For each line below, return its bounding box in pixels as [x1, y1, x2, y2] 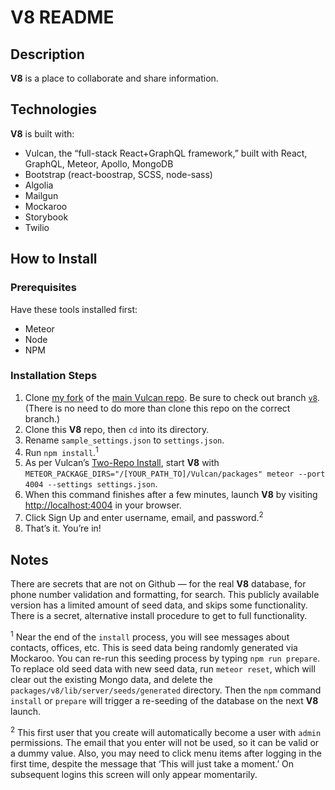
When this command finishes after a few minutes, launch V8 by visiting [24, 489, 318, 501]
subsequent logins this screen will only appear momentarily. [10, 769, 258, 781]
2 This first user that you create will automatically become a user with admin [10, 724, 322, 738]
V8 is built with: [10, 127, 75, 140]
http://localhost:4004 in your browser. [24, 499, 182, 511]
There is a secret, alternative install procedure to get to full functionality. [10, 609, 308, 621]
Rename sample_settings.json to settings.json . [24, 434, 225, 446]
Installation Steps [10, 369, 98, 383]
